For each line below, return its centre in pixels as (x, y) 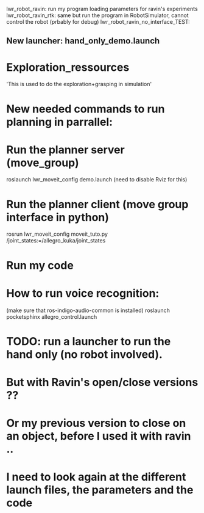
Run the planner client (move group (97, 204)
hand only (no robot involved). (85, 354)
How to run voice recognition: (83, 293)
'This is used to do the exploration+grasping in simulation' (79, 84)
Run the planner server (65, 150)
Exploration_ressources (68, 67)
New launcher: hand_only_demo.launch (83, 41)
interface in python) (58, 217)
